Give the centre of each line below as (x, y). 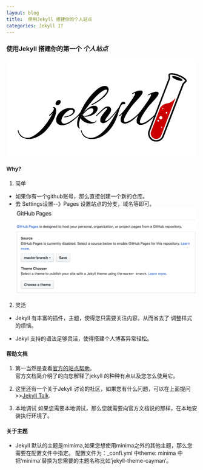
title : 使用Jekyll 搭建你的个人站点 (49, 19)
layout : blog (23, 13)
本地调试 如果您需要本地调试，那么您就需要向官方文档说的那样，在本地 (103, 409)
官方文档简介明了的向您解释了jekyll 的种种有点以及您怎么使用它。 (97, 376)
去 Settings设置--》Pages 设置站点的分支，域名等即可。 (85, 203)
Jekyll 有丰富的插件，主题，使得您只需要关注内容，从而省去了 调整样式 (104, 318)
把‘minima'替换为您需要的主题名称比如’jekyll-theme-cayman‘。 (93, 461)
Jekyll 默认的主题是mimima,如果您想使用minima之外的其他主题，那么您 (104, 446)
